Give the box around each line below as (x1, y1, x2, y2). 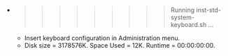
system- (170, 13, 194, 21)
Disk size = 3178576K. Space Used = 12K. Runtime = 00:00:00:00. (24, 41, 215, 49)
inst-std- (195, 6, 222, 14)
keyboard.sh (170, 21, 207, 28)
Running (170, 6, 195, 14)
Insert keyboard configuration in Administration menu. (24, 34, 180, 42)
